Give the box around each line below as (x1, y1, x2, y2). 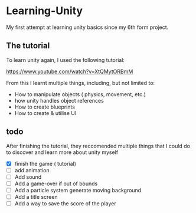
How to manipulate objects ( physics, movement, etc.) (14, 90, 146, 98)
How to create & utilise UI (14, 109, 77, 116)
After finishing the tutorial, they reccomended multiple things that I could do (6, 142, 191, 149)
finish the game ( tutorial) (14, 160, 77, 167)
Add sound (14, 173, 42, 181)
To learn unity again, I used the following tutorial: (6, 56, 125, 63)
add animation (14, 166, 50, 173)
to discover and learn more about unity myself (6, 149, 119, 156)
